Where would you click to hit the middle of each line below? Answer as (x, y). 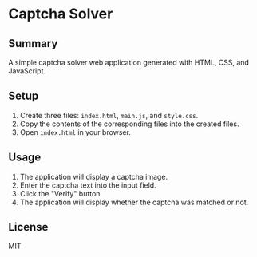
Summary (33, 43)
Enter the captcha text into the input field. (88, 185)
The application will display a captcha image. (94, 176)
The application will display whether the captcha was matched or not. (134, 202)
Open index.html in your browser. (75, 132)
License (28, 227)
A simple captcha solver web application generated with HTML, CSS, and (129, 62)
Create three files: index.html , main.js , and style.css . (109, 115)
